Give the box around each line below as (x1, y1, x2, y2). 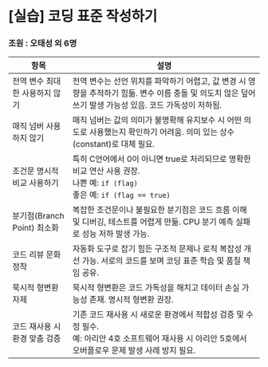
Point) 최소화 (12, 223, 59, 234)
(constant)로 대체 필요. (72, 139, 156, 150)
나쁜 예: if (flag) (72, 177, 138, 188)
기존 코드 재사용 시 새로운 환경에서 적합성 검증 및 (72, 309, 245, 320)
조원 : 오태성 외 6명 (8, 37, 77, 49)
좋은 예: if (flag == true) (72, 189, 171, 200)
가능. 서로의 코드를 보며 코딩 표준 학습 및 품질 (81, 255, 242, 266)
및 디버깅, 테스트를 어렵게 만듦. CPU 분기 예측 (72, 216, 234, 227)
